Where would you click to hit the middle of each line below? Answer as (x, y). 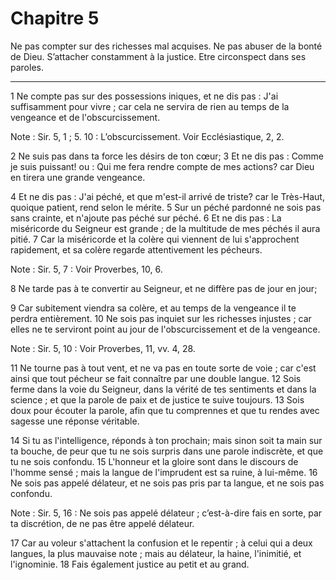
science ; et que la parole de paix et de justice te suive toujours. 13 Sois (157, 399)
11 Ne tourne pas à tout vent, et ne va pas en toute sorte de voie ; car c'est (163, 368)
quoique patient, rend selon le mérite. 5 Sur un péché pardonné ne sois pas (166, 207)
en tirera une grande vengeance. (78, 177)
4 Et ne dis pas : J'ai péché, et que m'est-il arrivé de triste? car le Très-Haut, (167, 196)
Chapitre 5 (55, 18)
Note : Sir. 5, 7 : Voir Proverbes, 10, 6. (86, 269)
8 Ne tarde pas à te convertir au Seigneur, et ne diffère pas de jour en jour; (164, 288)
